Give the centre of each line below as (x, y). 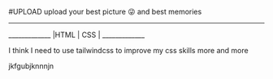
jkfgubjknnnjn (31, 66)
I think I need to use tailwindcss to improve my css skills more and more (129, 50)
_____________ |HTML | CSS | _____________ (76, 35)
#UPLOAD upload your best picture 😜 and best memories (105, 12)
